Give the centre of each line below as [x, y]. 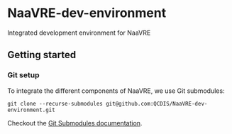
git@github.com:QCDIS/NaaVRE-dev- [156, 104]
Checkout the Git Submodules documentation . [75, 123]
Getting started [42, 55]
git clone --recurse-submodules [55, 104]
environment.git [31, 110]
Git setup [23, 75]
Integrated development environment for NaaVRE [79, 33]
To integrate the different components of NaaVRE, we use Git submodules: [116, 91]
